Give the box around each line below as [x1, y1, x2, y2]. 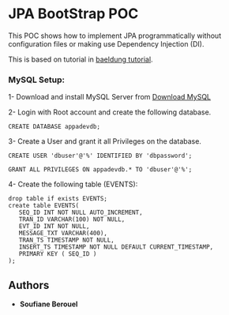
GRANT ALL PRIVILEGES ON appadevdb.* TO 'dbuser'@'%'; [8, 166, 193, 174]
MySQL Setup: [8, 74, 66, 85]
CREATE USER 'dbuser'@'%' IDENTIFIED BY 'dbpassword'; [8, 152, 193, 160]
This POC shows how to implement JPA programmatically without [8, 31, 222, 40]
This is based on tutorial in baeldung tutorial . [8, 54, 153, 64]
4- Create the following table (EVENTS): [8, 179, 138, 189]
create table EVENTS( [8, 202, 80, 210]
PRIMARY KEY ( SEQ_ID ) [18, 250, 97, 258]
